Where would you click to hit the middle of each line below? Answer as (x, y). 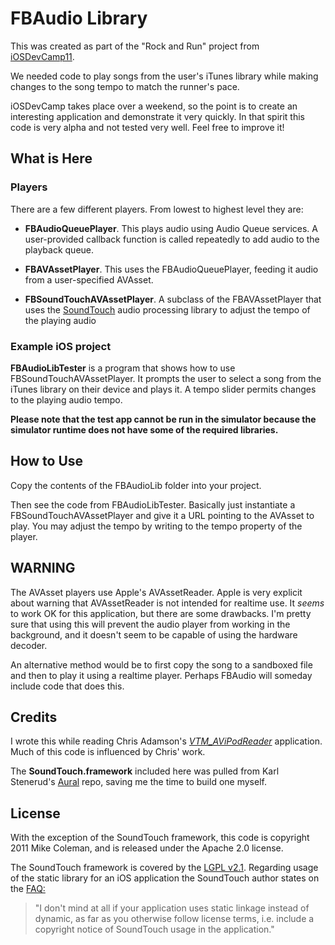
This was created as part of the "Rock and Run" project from (135, 46)
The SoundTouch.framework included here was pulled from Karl (145, 771)
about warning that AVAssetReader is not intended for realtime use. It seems (167, 603)
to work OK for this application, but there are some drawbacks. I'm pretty (161, 613)
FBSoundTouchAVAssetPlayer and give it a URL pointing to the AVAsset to (162, 515)
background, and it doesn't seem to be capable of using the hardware (154, 634)
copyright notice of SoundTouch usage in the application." (154, 929)
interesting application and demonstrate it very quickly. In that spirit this (158, 116)
